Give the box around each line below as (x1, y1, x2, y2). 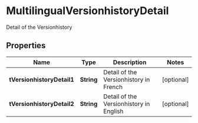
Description (113, 58, 147, 66)
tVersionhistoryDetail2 (9, 99, 75, 108)
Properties (6, 41, 46, 51)
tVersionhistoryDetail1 (9, 75, 75, 84)
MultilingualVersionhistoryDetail (6, 4, 169, 18)
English (103, 107, 124, 115)
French (103, 82, 123, 91)
